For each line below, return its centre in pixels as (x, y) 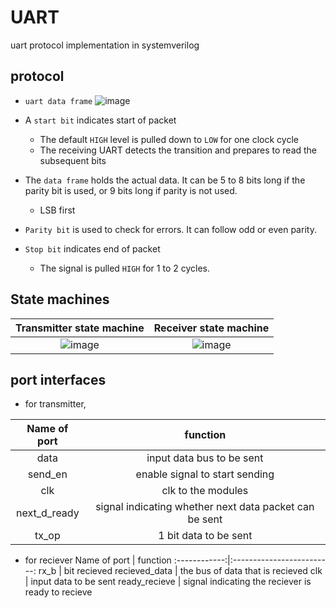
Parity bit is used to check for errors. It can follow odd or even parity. (170, 229)
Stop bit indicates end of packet (92, 248)
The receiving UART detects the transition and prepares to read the (178, 150)
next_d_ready (47, 513)
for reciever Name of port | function (98, 560)
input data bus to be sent (205, 458)
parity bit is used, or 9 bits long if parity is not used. (131, 190)
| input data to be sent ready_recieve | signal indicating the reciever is (168, 582)
